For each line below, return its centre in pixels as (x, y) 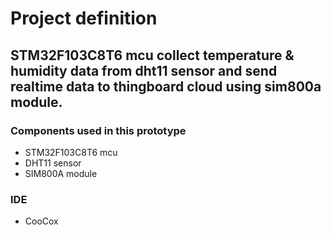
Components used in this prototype (98, 130)
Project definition (84, 18)
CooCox (41, 221)
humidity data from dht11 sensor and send (144, 70)
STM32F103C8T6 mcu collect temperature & (152, 55)
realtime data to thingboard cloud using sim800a (166, 86)
